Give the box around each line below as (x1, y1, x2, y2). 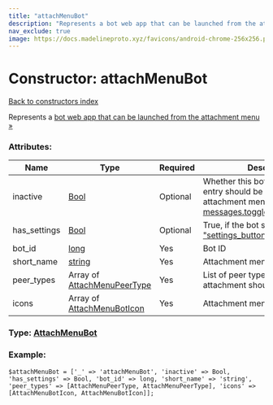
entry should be (202, 186, 263, 198)
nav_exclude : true (8, 27, 71, 35)
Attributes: (8, 142, 53, 153)
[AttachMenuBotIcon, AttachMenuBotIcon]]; (8, 389, 154, 397)
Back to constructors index (8, 97, 99, 107)
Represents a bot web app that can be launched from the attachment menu (8, 112, 260, 122)
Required (158, 162, 195, 173)
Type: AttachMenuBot (8, 327, 97, 338)
